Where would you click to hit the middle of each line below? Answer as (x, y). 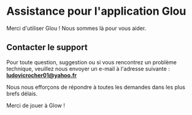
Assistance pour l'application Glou (96, 11)
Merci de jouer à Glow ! (36, 105)
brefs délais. (22, 94)
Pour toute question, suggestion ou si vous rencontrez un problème (91, 62)
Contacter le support (47, 47)
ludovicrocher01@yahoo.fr (41, 75)
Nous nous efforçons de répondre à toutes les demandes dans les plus (96, 87)
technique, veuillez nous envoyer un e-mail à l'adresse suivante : (88, 69)
